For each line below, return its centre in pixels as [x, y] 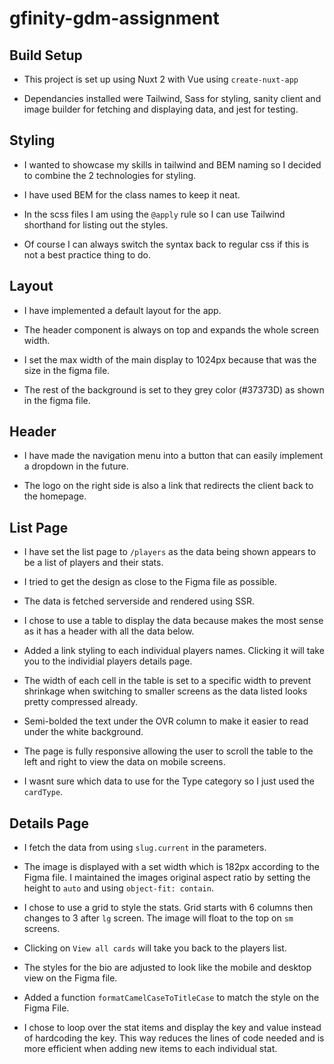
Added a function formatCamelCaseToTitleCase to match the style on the [171, 998]
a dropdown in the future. [76, 466]
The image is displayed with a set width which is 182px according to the [171, 867]
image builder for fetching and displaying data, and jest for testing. [161, 109]
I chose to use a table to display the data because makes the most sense [173, 621]
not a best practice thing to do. [87, 254]
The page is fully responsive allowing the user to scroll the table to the [168, 751]
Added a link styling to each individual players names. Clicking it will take [174, 651]
